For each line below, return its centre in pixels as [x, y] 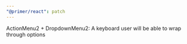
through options [26, 34]
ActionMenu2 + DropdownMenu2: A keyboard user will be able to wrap [94, 28]
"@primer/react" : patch [36, 11]
